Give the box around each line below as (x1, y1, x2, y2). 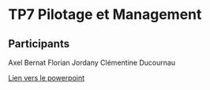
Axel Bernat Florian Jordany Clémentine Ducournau (8, 58, 176, 67)
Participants (8, 37, 69, 51)
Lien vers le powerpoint (8, 73, 85, 82)
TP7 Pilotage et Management (8, 6, 202, 24)
